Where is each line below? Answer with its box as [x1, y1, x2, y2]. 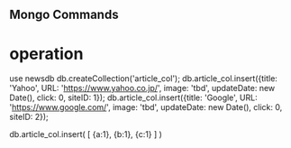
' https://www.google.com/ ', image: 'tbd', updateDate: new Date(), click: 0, [9, 102, 283, 113]
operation [9, 43, 84, 64]
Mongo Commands [9, 7, 119, 23]
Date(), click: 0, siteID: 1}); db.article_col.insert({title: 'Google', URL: [9, 92, 259, 103]
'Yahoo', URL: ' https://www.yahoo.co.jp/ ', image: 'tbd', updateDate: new [9, 83, 276, 94]
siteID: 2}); [9, 112, 50, 123]
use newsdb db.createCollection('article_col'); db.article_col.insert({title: [9, 73, 277, 84]
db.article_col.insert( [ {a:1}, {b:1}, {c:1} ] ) [9, 129, 162, 140]
